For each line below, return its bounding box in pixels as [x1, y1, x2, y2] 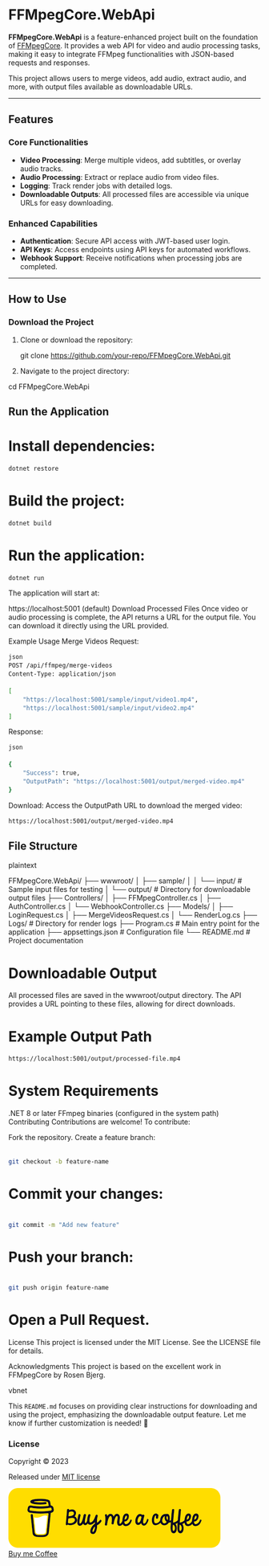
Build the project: [8, 492, 126, 509]
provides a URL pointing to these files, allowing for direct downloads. [8, 999, 235, 1009]
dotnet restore [8, 464, 59, 472]
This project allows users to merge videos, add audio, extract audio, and [8, 73, 247, 83]
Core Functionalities [8, 137, 89, 148]
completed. [19, 261, 58, 271]
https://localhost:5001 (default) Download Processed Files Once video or [8, 604, 248, 614]
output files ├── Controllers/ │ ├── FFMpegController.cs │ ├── [8, 893, 222, 903]
